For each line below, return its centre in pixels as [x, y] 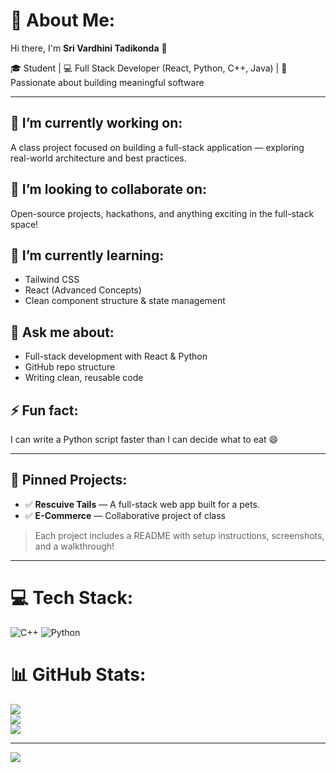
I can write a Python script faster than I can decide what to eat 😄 [144, 439]
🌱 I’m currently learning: [87, 255]
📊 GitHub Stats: [78, 674]
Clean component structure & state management [125, 301]
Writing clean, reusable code [84, 378]
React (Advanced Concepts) [83, 290]
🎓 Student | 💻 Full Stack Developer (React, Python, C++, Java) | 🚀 [149, 68]
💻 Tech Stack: [72, 598]
